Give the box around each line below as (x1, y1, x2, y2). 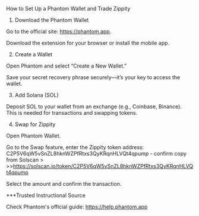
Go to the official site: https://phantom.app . (6, 28, 112, 35)
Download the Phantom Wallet (14, 17, 89, 23)
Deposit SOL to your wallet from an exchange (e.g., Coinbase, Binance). (6, 103, 182, 110)
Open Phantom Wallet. (6, 133, 61, 139)
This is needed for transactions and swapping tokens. (6, 109, 138, 116)
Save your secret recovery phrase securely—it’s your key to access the (6, 74, 181, 80)
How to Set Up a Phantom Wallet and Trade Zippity (6, 5, 131, 12)
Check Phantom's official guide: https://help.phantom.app (6, 204, 148, 210)
